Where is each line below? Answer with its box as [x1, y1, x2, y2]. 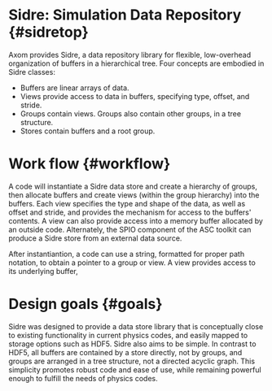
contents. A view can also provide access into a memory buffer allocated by [8, 215, 263, 225]
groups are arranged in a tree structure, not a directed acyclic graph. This [8, 356, 255, 366]
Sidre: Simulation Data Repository [8, 6, 242, 24]
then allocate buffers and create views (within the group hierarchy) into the [8, 189, 260, 200]
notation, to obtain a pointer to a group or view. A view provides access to [8, 258, 257, 267]
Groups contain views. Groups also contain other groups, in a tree [20, 108, 242, 119]
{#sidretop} [8, 23, 90, 41]
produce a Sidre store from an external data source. [8, 233, 182, 243]
